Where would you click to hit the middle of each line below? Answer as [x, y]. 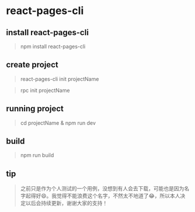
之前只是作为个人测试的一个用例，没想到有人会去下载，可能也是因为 [102, 189]
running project [35, 109]
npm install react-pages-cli [53, 46]
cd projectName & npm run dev [58, 123]
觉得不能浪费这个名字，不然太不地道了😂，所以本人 [118, 196]
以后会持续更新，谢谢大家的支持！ [67, 203]
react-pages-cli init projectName [60, 79]
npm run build [37, 155]
